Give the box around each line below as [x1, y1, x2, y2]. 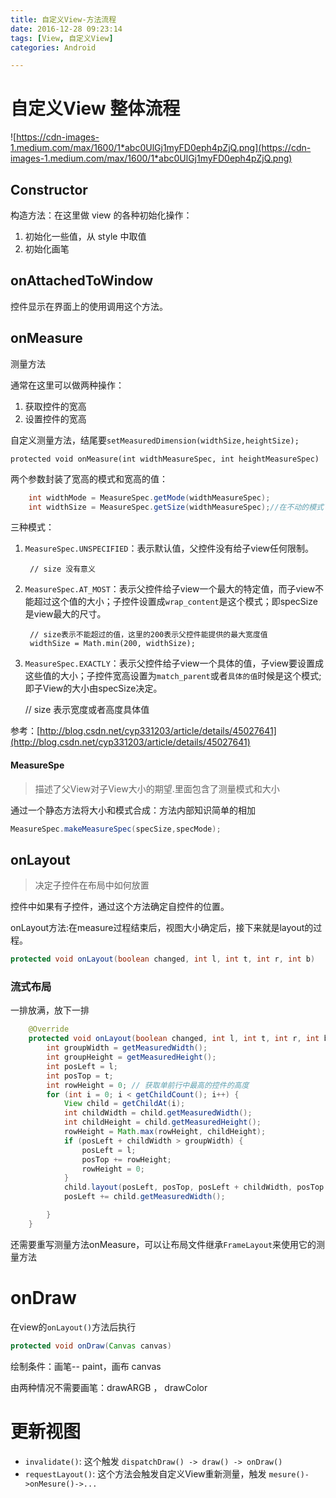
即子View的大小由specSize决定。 [24, 682, 163, 695]
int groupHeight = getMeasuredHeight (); [46, 1052, 217, 1063]
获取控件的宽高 [24, 400, 87, 412]
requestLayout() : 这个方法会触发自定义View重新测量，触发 [24, 1467, 267, 1480]
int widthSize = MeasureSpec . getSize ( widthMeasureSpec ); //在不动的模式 [28, 502, 324, 512]
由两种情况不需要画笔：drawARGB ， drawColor [10, 1381, 208, 1393]
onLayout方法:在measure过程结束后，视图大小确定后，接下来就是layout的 [10, 922, 314, 934]
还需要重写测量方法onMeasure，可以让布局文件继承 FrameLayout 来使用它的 [10, 1238, 317, 1250]
